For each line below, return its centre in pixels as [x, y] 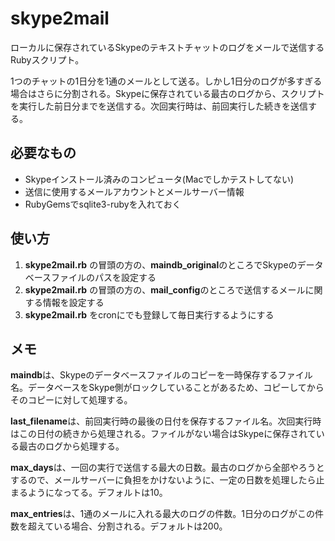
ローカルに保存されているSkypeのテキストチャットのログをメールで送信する [167, 47]
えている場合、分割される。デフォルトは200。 [132, 526]
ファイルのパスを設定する [104, 277]
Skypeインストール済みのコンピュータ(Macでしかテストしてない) [159, 179]
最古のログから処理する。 [71, 446]
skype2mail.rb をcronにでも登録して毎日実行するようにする [149, 314]
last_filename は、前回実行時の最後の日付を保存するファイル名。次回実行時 [166, 421]
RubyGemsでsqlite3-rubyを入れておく [103, 204]
